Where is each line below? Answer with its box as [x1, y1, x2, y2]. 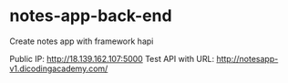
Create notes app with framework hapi [9, 36, 154, 47]
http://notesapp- [216, 53, 279, 64]
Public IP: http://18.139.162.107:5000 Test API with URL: [9, 53, 215, 64]
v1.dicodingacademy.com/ [9, 63, 108, 74]
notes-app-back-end [9, 5, 172, 26]
